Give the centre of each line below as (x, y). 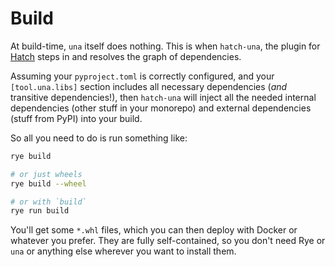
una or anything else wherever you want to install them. (123, 251)
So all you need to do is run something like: (99, 138)
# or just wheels (46, 174)
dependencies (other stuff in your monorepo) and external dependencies (161, 108)
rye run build (40, 211)
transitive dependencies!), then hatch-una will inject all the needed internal (163, 97)
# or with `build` (48, 202)
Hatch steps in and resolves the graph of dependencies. (126, 56)
